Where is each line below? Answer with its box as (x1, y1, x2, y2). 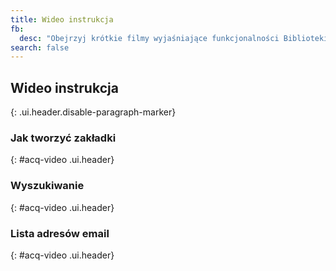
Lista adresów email (10, 226, 110, 240)
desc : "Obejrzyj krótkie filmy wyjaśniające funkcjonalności (19, 33, 280, 43)
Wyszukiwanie (10, 179, 85, 193)
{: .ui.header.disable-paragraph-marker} (10, 106, 177, 118)
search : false (10, 42, 70, 53)
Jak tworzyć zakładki (10, 131, 117, 145)
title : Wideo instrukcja (10, 14, 114, 25)
